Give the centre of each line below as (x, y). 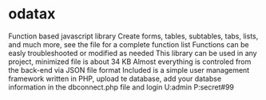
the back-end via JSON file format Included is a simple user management (129, 70)
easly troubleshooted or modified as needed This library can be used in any (133, 53)
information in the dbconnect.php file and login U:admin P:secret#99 (121, 87)
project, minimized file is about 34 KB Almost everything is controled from (130, 62)
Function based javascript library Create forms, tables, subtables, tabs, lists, (133, 36)
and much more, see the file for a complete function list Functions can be (129, 44)
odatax (32, 14)
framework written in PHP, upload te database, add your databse (115, 78)
